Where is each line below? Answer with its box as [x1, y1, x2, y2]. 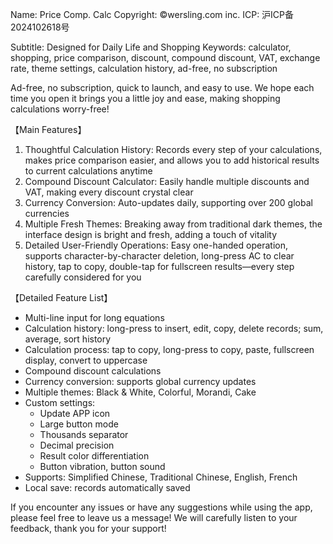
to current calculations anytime [24, 165, 153, 177]
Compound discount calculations [24, 365, 162, 377]
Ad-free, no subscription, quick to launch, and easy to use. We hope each [10, 82, 315, 93]
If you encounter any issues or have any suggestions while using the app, [10, 501, 313, 513]
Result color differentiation [39, 450, 150, 462]
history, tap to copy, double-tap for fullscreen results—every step [24, 261, 295, 272]
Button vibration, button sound [39, 461, 166, 472]
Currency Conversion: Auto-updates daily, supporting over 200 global [24, 197, 313, 208]
